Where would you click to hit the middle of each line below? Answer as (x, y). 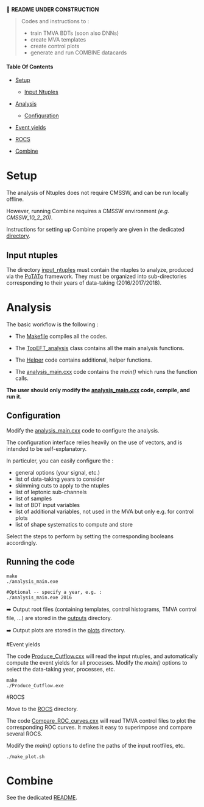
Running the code (40, 562)
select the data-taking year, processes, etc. (61, 669)
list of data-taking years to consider (60, 479)
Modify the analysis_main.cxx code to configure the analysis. (83, 430)
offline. (15, 199)
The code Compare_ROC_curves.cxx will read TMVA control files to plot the (101, 720)
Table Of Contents (30, 67)
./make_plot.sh (26, 757)
